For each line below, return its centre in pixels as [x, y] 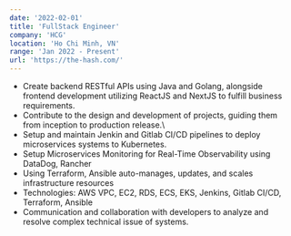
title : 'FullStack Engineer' [65, 26]
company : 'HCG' [38, 35]
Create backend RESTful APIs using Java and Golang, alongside [143, 86]
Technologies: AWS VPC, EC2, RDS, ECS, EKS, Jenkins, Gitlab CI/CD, [152, 193]
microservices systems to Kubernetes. [95, 144]
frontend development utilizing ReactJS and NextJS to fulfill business [152, 96]
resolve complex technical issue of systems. [105, 221]
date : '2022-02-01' [46, 18]
